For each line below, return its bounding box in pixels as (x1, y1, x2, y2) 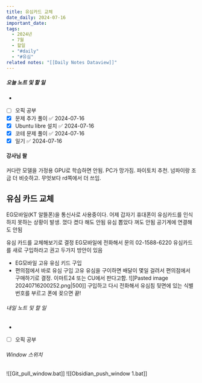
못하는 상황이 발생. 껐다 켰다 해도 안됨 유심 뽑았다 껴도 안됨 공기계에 (17, 218, 177, 225)
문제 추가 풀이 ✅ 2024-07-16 (14, 114, 85, 121)
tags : (6, 25, 20, 32)
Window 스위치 (6, 351, 43, 358)
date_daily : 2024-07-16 (6, 14, 66, 21)
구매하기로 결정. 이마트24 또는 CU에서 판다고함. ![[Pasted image (14, 274, 169, 282)
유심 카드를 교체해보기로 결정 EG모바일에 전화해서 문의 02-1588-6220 (6, 239, 172, 246)
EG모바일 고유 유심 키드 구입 (14, 259, 83, 266)
